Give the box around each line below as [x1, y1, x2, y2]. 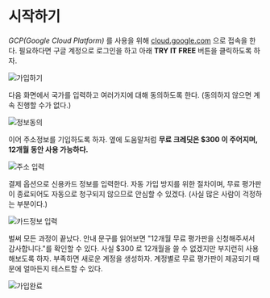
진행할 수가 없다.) [16, 100, 71, 110]
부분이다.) [16, 199, 48, 208]
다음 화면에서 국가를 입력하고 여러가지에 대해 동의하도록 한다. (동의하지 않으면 [8, 90, 252, 99]
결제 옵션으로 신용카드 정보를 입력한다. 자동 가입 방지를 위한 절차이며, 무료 [8, 178, 240, 188]
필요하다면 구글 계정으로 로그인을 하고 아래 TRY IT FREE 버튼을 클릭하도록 [19, 45, 252, 55]
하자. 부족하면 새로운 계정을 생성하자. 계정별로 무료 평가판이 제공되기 [35, 254, 251, 263]
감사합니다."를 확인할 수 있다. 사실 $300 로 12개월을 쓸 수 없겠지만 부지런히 [8, 243, 244, 253]
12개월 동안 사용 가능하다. [8, 145, 89, 154]
